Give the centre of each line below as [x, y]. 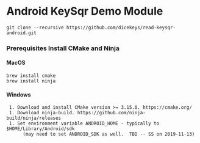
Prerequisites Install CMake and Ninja [63, 48]
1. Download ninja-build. [42, 113]
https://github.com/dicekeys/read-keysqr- [121, 28]
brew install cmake [31, 76]
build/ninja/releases [34, 118]
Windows [19, 94]
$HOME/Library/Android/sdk [41, 129]
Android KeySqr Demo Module [85, 11]
